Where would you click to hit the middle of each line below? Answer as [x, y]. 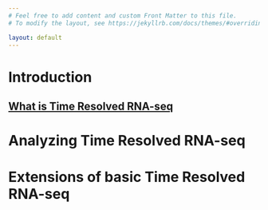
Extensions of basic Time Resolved [127, 177]
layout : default [35, 38]
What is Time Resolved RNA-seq [91, 106]
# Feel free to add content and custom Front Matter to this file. [123, 16]
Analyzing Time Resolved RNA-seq [127, 141]
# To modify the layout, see [57, 23]
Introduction [50, 77]
